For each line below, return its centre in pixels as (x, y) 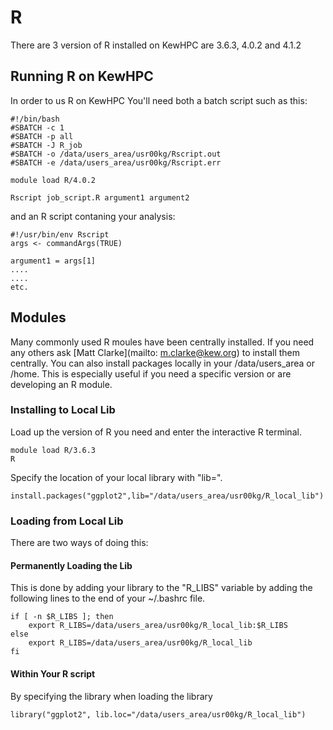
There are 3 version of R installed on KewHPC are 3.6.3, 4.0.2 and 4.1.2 (156, 45)
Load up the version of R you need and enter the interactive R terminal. (156, 432)
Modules (38, 317)
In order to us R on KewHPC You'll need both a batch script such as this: (159, 100)
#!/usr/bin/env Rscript (60, 234)
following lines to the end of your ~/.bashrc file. (108, 598)
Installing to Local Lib (63, 410)
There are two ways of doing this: (79, 543)
